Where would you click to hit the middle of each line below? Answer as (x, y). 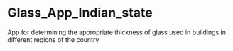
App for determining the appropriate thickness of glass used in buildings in (116, 32)
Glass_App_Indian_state (80, 13)
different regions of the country (53, 39)
